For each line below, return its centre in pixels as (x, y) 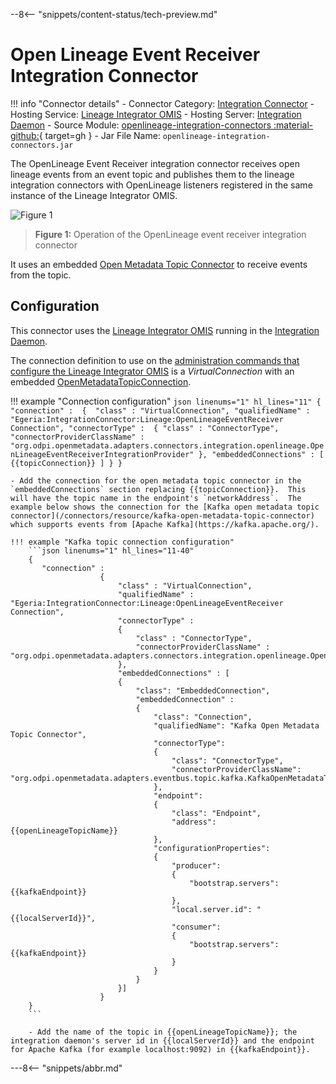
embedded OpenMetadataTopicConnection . (101, 381)
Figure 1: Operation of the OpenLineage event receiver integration (170, 234)
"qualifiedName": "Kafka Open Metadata (236, 725)
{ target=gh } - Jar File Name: (99, 135)
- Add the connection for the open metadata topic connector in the (156, 480)
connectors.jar (42, 145)
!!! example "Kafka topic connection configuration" (122, 542)
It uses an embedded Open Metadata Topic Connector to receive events (159, 264)
